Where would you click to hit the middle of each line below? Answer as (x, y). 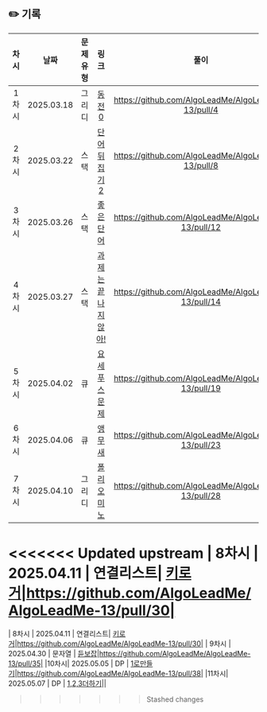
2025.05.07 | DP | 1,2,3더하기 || (58, 683)
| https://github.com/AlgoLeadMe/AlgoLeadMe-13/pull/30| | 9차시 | (123, 644)
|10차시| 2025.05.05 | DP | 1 (89, 663)
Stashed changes (175, 699)
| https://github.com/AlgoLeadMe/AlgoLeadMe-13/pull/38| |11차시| (122, 673)
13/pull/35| (26, 663)
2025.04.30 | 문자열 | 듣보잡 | (54, 653)
